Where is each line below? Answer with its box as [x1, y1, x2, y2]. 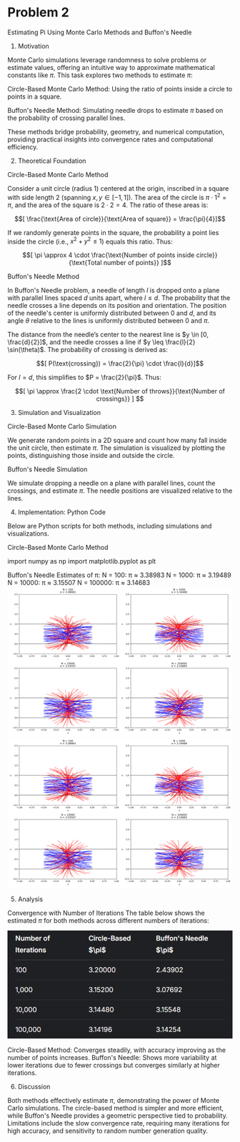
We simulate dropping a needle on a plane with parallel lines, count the [7, 479, 216, 488]
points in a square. [7, 92, 62, 101]
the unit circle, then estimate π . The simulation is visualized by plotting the [7, 444, 226, 452]
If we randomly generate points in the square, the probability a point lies [7, 228, 219, 236]
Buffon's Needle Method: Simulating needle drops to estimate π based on [7, 106, 224, 114]
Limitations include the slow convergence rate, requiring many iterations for [7, 1118, 230, 1127]
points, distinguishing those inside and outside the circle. [7, 451, 175, 460]
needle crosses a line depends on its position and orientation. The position [7, 301, 227, 310]
